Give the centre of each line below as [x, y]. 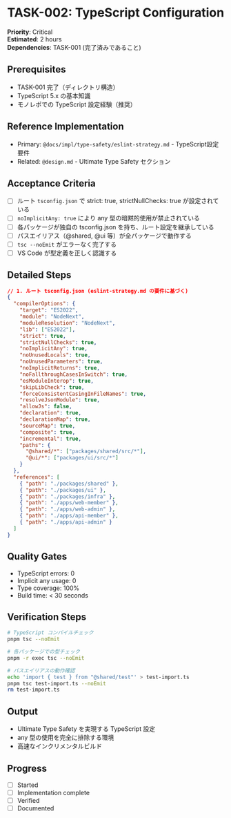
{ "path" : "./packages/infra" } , [68, 496]
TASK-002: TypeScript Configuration [116, 13]
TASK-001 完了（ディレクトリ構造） [68, 87]
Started [28, 785]
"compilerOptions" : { [44, 304]
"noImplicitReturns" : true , [60, 368]
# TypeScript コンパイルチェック [51, 633]
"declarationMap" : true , [55, 419]
